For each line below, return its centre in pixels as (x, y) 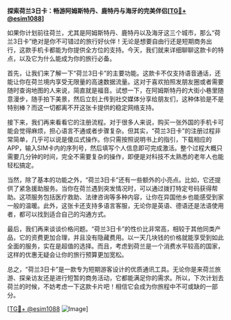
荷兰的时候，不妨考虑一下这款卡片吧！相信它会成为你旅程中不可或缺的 (107, 286)
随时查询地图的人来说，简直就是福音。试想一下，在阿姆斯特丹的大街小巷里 (112, 90)
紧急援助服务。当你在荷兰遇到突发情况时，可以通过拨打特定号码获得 (115, 188)
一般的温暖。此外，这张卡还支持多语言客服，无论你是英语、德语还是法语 (109, 205)
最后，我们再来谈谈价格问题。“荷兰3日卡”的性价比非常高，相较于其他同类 (111, 229)
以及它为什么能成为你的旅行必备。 (67, 58)
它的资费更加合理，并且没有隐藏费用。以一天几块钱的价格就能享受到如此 (121, 237)
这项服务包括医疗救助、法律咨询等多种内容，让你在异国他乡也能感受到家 (121, 197)
